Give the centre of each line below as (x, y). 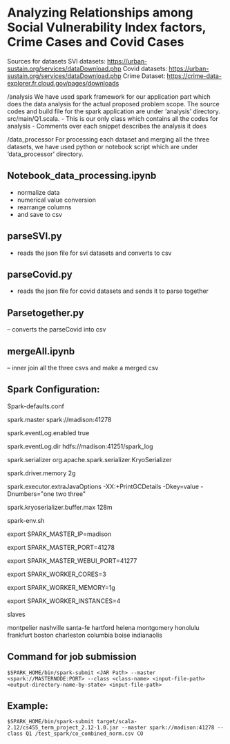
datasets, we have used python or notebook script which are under (103, 146)
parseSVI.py (35, 236)
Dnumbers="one (31, 494)
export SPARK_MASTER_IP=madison (59, 534)
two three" (71, 494)
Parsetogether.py (46, 313)
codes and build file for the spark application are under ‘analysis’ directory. (114, 111)
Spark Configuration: (54, 389)
